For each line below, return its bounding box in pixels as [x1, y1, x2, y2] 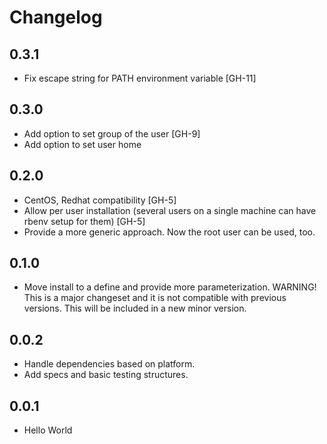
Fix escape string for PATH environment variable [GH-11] [23, 72, 257, 84]
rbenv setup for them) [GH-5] [23, 215, 146, 227]
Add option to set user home [23, 138, 142, 150]
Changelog [9, 6, 103, 29]
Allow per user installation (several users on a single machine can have [23, 204, 317, 216]
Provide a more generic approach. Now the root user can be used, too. [23, 226, 316, 238]
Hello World [23, 424, 73, 436]
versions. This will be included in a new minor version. [23, 302, 247, 315]
